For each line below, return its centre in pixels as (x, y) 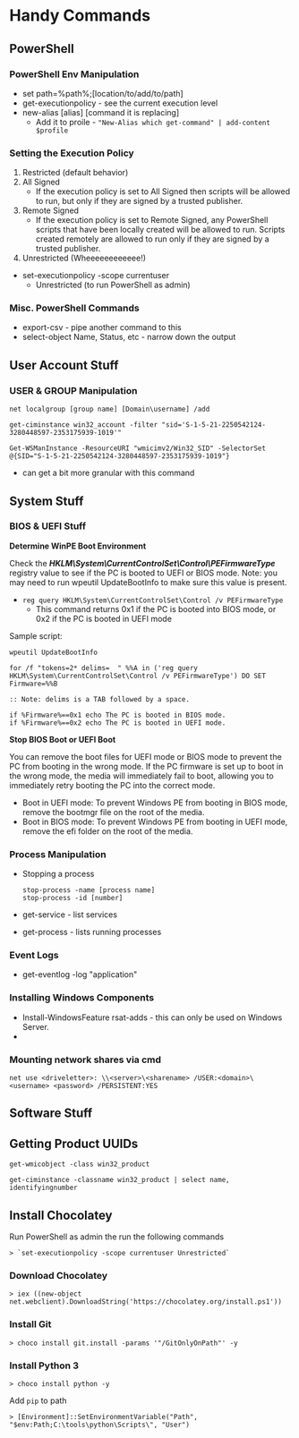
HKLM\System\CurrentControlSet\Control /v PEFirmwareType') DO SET (138, 676)
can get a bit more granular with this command (108, 473)
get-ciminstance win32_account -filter (84, 425)
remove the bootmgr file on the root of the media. (113, 812)
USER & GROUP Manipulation (73, 390)
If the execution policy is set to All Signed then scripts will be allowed (163, 191)
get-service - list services (70, 915)
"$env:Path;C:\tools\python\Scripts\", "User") (100, 1425)
